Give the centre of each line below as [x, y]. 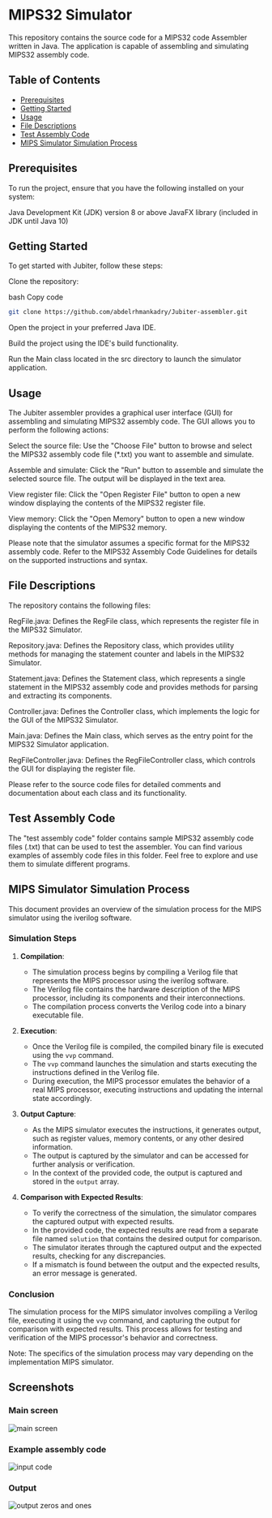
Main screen [33, 1411]
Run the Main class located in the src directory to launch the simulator [125, 359]
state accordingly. [62, 1098]
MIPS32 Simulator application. [59, 744]
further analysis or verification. [83, 1164]
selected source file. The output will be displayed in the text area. [117, 479]
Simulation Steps [42, 939]
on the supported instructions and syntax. [78, 561]
